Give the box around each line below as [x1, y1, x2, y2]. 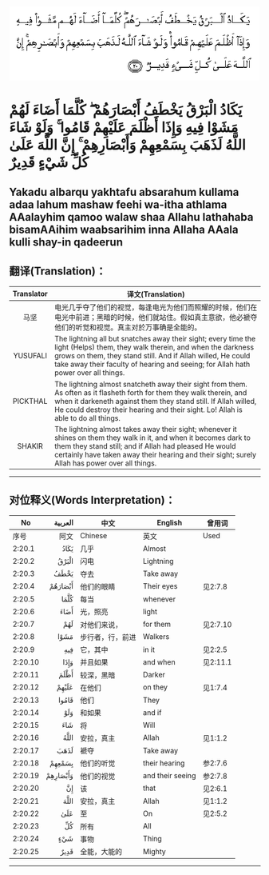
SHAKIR [17, 441, 43, 450]
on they [143, 682, 168, 692]
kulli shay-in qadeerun [9, 235, 123, 249]
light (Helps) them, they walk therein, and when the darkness [53, 342, 255, 352]
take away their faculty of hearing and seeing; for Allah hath [53, 359, 251, 370]
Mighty [143, 846, 166, 856]
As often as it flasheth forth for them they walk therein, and [53, 387, 247, 398]
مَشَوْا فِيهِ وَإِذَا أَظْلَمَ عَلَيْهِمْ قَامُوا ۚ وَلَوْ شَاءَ [9, 118, 239, 137]
